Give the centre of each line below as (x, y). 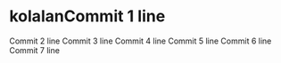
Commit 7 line (35, 50)
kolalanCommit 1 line (87, 16)
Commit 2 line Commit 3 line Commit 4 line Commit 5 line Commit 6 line (140, 41)
